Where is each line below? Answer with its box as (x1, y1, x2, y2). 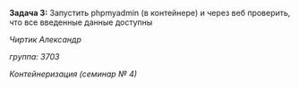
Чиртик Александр (9, 35, 82, 44)
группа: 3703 (9, 52, 60, 61)
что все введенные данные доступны (9, 17, 153, 28)
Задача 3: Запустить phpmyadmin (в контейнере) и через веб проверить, (9, 8, 291, 18)
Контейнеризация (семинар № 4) (9, 68, 137, 79)
